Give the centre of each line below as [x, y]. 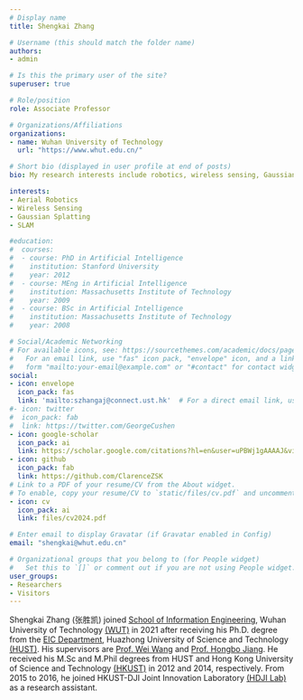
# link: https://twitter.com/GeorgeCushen [92, 426]
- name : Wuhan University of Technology [87, 142]
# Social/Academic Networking [66, 342]
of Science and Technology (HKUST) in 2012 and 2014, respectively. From [147, 668]
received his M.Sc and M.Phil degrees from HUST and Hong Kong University [151, 659]
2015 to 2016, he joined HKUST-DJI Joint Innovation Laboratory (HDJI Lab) [148, 678]
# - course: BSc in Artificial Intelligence [96, 308]
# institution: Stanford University [84, 267]
